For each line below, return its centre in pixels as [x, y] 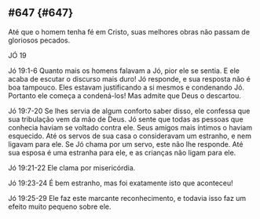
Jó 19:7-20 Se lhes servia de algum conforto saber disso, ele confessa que [129, 111]
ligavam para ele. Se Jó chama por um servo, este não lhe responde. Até [126, 144]
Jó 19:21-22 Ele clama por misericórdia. [72, 167]
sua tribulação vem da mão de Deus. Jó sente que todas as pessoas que [126, 119]
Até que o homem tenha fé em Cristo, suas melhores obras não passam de [129, 31]
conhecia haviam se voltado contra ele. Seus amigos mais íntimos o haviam [130, 127]
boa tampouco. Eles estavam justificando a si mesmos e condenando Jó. [126, 87]
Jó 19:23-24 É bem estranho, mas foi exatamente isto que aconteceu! [121, 183]
